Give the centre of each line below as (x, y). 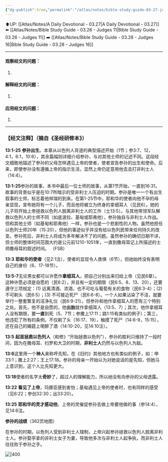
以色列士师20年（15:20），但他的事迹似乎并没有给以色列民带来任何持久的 (80, 229)
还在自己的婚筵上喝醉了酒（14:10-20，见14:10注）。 (57, 326)
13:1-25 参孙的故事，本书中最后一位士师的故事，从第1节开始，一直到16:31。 (82, 186)
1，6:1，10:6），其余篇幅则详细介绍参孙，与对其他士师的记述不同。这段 (82, 156)
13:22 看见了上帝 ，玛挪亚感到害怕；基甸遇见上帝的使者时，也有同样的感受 (82, 387)
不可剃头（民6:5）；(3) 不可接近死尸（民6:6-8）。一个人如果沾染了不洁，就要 (83, 295)
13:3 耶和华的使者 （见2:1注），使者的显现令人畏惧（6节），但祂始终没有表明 (82, 259)
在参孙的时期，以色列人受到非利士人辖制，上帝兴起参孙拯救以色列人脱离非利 (84, 431)
